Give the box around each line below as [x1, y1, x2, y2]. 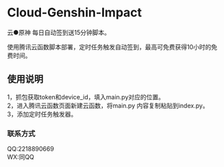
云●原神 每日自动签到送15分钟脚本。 [7, 28, 111, 36]
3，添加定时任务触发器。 [7, 110, 77, 118]
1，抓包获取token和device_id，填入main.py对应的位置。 [7, 92, 165, 101]
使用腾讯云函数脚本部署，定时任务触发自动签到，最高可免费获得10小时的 [7, 42, 212, 51]
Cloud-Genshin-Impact [7, 5, 142, 21]
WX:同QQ [7, 153, 34, 162]
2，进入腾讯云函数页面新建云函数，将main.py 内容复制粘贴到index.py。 [7, 101, 209, 110]
